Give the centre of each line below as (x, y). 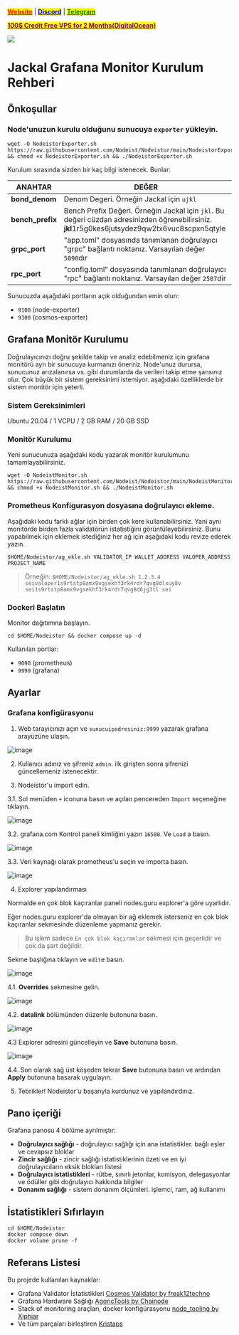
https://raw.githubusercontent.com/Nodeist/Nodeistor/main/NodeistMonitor (121, 482)
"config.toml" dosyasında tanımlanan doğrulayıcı (145, 269)
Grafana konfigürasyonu (51, 713)
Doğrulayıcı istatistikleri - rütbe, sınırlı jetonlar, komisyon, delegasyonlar (124, 1174)
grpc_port (28, 248)
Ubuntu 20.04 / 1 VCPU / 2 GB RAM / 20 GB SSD (78, 421)
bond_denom (34, 199)
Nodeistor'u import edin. (53, 785)
